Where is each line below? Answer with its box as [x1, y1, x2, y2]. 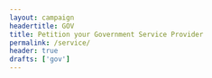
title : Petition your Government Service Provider [9, 30, 204, 39]
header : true [9, 47, 59, 56]
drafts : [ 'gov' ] [9, 55, 70, 64]
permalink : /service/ [9, 38, 91, 48]
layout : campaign [9, 13, 75, 22]
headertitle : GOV [9, 22, 75, 30]
